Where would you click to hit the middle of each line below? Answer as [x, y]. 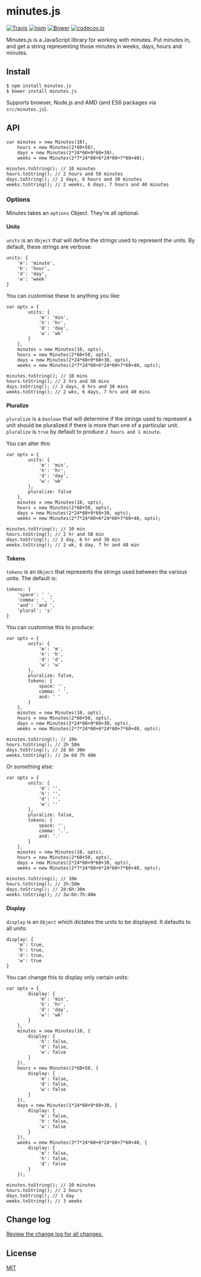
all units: [17, 928]
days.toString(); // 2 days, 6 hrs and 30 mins [68, 387]
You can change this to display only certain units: [68, 977]
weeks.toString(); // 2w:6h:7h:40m [51, 895]
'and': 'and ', [36, 606]
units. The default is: [32, 578]
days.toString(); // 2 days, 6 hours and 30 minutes [74, 179]
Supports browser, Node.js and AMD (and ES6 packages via [81, 102]
